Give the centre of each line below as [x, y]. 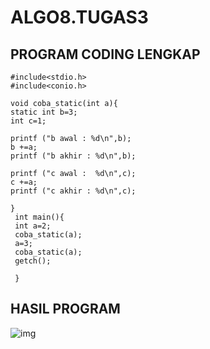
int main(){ [39, 217]
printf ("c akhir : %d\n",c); [73, 191]
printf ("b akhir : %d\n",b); [73, 156]
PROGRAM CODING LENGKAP [105, 54]
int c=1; [28, 121]
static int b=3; [44, 112]
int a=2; [33, 226]
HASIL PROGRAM [65, 309]
